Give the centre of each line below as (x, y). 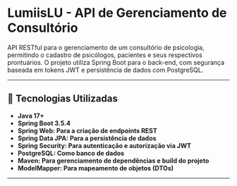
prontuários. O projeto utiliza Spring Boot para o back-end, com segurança (116, 62)
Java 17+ (31, 116)
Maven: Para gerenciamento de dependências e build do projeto (113, 161)
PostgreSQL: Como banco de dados (71, 153)
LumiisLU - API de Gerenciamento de (117, 13)
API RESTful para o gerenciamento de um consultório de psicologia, (106, 47)
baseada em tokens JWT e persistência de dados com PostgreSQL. (105, 70)
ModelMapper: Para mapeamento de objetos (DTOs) (96, 168)
